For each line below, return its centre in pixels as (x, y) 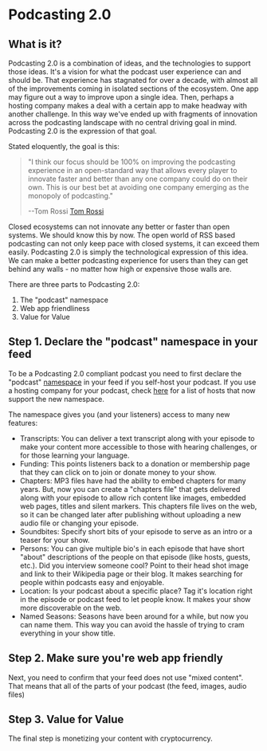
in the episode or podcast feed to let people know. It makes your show (135, 599)
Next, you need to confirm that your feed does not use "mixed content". (126, 677)
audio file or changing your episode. (79, 523)
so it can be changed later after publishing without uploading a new (130, 514)
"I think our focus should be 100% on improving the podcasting (132, 162)
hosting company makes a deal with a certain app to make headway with (128, 106)
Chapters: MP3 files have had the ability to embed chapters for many (133, 481)
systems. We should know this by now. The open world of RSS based (122, 235)
